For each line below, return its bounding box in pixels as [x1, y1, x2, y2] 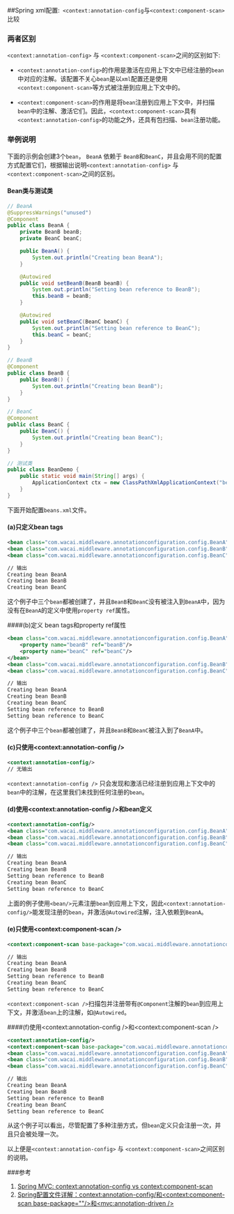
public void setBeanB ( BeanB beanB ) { [19, 280, 130, 287]
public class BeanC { [7, 421, 70, 428]
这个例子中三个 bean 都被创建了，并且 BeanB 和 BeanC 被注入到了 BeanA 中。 [7, 726, 208, 734]
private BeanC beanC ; [19, 235, 82, 242]
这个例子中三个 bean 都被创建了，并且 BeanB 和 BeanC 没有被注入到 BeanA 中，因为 [7, 597, 226, 606]
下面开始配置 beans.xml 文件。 [7, 505, 91, 514]
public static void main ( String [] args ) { [19, 473, 145, 480]
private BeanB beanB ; [19, 229, 82, 236]
